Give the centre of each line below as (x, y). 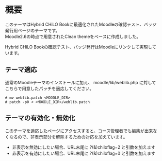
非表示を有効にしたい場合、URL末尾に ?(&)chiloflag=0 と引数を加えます (84, 153)
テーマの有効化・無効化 (40, 118)
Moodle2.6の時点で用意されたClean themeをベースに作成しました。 (73, 36)
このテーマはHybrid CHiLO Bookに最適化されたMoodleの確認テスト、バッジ (81, 24)
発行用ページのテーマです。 (32, 30)
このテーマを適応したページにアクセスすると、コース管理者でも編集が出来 (79, 131)
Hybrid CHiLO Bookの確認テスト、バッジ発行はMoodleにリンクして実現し (79, 47)
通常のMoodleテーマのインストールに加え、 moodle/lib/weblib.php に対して (81, 82)
